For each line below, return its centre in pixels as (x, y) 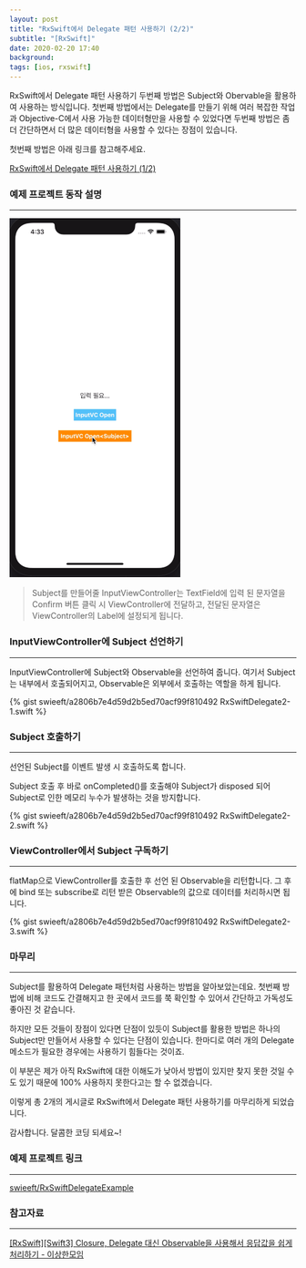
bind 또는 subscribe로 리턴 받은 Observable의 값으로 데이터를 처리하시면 (149, 892)
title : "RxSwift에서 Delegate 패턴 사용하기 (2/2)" (102, 29)
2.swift (22, 825)
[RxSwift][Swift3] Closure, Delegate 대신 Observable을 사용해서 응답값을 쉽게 (151, 1243)
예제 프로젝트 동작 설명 (56, 194)
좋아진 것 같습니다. (42, 1010)
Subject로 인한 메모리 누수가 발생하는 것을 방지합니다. (105, 797)
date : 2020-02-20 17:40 (55, 48)
